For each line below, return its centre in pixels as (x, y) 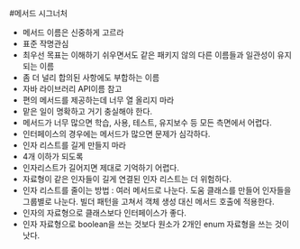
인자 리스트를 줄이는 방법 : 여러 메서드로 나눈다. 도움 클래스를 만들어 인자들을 (157, 190)
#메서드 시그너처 (38, 13)
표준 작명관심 (45, 44)
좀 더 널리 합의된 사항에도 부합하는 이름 (91, 78)
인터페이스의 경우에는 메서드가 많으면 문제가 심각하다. (116, 134)
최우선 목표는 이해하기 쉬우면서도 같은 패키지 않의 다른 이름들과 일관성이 (149, 55)
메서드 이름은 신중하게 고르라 (73, 32)
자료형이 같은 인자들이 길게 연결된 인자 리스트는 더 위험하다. (127, 179)
